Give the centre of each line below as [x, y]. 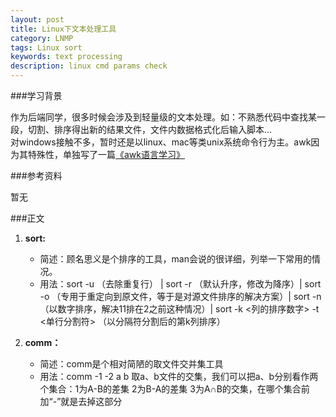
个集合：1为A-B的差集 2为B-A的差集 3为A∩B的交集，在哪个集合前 [174, 389]
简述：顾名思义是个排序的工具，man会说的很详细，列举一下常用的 [175, 259]
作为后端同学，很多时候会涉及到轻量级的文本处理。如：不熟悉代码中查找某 [163, 117]
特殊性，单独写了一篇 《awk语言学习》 [106, 154]
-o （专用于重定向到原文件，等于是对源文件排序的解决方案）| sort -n [180, 296]
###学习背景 [36, 95]
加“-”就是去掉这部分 [81, 401]
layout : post [37, 19]
